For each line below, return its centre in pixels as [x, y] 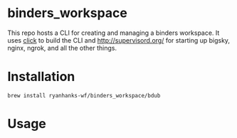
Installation [41, 77]
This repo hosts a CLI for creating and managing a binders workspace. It [114, 33]
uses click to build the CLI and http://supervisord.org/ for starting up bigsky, [118, 40]
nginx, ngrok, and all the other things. [62, 48]
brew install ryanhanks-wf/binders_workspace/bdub [84, 95]
